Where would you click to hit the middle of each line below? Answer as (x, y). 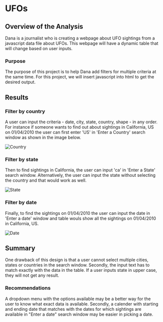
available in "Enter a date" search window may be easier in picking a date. (79, 314)
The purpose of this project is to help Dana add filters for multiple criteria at (81, 72)
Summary (20, 248)
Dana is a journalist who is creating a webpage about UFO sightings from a (80, 38)
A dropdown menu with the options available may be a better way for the (78, 299)
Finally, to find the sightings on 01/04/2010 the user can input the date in (78, 213)
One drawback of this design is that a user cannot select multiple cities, (77, 260)
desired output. (20, 82)
